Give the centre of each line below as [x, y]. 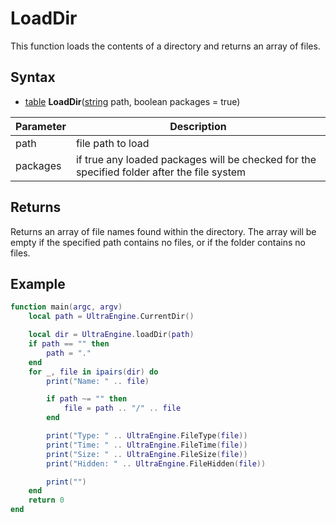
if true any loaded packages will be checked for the [196, 159]
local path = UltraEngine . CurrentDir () [111, 317]
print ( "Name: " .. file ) [98, 381]
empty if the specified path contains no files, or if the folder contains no [158, 242]
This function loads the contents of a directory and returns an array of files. [165, 46]
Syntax [33, 77]
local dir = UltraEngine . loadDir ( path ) [111, 335]
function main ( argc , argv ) [66, 307]
